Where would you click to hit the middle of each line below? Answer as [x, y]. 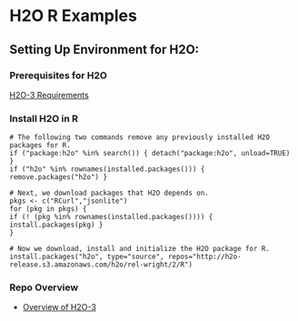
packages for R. [40, 145]
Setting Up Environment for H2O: [104, 50]
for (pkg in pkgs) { [49, 209]
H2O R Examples [74, 16]
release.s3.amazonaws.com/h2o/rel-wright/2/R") [101, 265]
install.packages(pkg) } [56, 225]
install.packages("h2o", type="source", [87, 257]
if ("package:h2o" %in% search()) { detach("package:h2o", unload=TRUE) [150, 154]
